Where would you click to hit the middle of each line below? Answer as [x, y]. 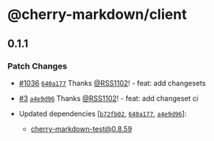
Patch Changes [38, 66]
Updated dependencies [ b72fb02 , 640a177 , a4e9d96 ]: [103, 113]
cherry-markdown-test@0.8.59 [81, 128]
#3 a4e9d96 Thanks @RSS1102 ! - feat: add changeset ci [109, 98]
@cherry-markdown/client [97, 15]
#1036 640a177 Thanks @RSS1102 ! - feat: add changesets [112, 83]
